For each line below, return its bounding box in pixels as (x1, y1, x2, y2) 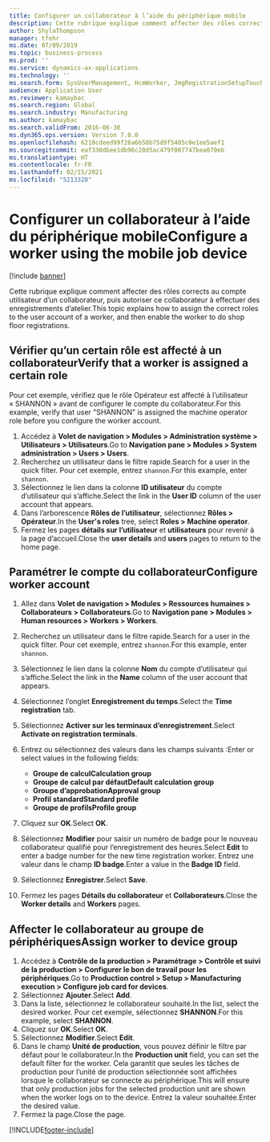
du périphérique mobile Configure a (9, 228, 248, 245)
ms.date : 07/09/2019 (9, 42, 79, 50)
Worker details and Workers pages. (20, 899, 141, 909)
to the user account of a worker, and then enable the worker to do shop (9, 312, 245, 322)
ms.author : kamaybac (9, 116, 79, 124)
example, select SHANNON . (20, 1016, 115, 1026)
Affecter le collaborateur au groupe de (9, 922, 204, 936)
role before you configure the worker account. (9, 415, 162, 425)
